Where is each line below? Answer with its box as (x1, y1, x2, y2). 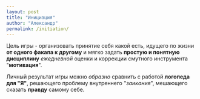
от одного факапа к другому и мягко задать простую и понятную (6, 49, 180, 56)
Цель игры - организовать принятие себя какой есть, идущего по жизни (6, 42, 195, 49)
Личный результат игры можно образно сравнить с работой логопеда (6, 73, 190, 80)
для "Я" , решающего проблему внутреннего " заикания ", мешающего (6, 80, 188, 87)
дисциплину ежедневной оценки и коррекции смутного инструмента (6, 55, 188, 62)
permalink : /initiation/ (6, 25, 69, 32)
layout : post (6, 8, 39, 15)
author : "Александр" (6, 20, 59, 26)
